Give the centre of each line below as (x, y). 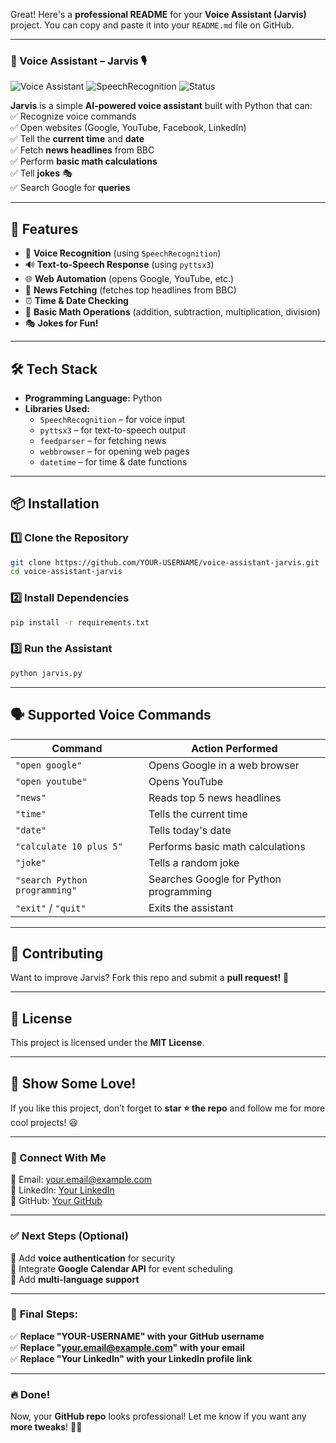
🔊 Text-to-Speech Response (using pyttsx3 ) (119, 265)
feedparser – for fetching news (103, 440)
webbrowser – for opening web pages (114, 451)
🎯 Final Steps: (44, 1314)
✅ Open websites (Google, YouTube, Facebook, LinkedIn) (128, 128)
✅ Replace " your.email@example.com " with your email (127, 1347)
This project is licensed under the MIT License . (107, 1043)
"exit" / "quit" (51, 907)
